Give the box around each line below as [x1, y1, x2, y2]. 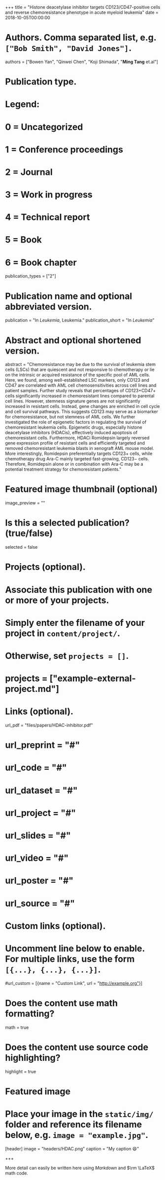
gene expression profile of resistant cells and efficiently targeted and [5, 440, 145, 446]
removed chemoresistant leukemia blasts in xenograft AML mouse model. [5, 446, 154, 451]
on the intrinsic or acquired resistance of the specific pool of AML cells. [5, 372, 150, 378]
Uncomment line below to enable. [5, 943, 145, 954]
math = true [5, 1024, 29, 1030]
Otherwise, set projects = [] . [5, 650, 129, 661]
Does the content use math [5, 997, 118, 1009]
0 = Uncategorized [5, 121, 83, 132]
